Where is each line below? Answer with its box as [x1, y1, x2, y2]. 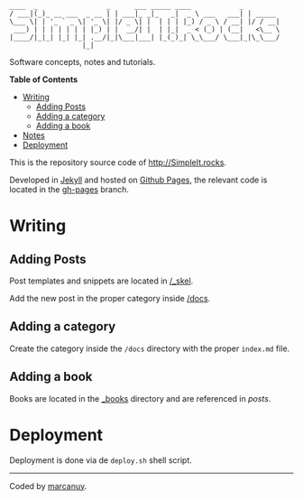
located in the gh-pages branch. [9, 184, 129, 195]
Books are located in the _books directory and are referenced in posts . [9, 393, 271, 403]
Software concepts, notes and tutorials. [9, 57, 156, 67]
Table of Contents [9, 74, 78, 85]
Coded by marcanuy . [9, 480, 87, 491]
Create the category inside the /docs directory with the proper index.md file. [9, 343, 290, 354]
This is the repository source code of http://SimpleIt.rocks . [9, 157, 227, 168]
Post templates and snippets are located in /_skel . [9, 275, 194, 286]
